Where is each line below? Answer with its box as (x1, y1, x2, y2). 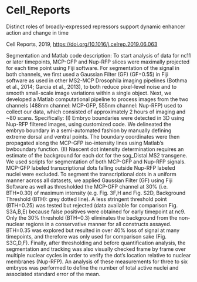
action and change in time (6, 29, 69, 36)
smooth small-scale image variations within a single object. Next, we (6, 89, 172, 96)
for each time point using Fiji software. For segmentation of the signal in (6, 64, 180, 71)
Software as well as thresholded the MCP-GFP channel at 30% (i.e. (6, 183, 168, 190)
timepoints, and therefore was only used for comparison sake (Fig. (6, 233, 167, 240)
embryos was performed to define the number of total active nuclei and (6, 264, 179, 271)
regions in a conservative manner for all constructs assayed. (25, 220, 172, 227)
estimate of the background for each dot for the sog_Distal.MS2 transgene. (6, 152, 188, 159)
